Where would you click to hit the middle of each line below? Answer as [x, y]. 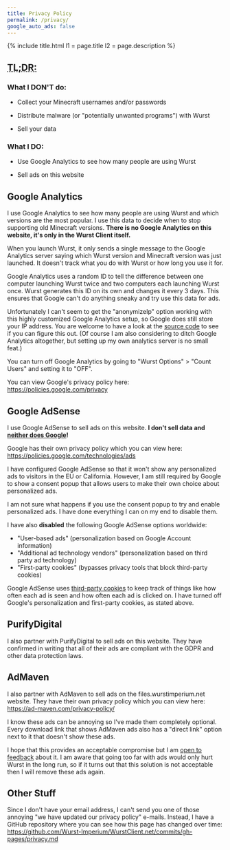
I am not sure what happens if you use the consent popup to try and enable [114, 504]
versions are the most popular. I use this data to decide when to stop [104, 220]
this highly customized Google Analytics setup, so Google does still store [110, 319]
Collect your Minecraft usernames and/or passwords [92, 102]
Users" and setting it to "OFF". [50, 369]
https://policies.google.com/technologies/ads [71, 456]
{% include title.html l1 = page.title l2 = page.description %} [92, 46]
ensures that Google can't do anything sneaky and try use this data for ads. [114, 298]
